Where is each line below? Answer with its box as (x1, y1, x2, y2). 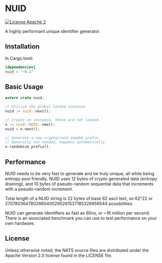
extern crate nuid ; (5, 96, 45, 100)
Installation (5, 42, 40, 51)
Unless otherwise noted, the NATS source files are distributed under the (5, 247, 149, 253)
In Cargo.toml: (5, 55, 33, 61)
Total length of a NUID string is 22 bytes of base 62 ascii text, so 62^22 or (5, 196, 153, 201)
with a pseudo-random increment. (5, 186, 73, 192)
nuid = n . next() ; (5, 127, 40, 131)
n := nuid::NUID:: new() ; (5, 122, 55, 127)
